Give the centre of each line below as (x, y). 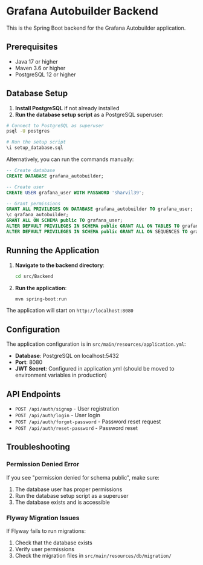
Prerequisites (32, 47)
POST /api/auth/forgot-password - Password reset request (88, 421)
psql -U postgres (28, 131)
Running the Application (53, 250)
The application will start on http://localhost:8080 (70, 311)
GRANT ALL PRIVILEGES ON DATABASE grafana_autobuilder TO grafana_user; (100, 209)
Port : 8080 (29, 362)
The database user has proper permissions (69, 489)
